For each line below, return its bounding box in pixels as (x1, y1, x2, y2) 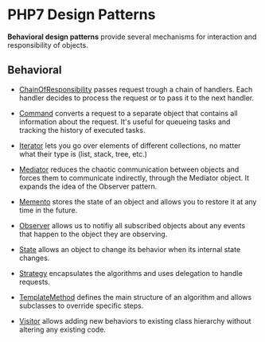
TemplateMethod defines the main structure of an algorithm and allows (18, 292, 252, 301)
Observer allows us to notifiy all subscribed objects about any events (18, 220, 246, 230)
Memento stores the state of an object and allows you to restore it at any (18, 196, 257, 206)
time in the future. (18, 205, 78, 215)
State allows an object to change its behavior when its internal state (18, 244, 241, 254)
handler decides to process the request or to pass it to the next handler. (18, 93, 255, 103)
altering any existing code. (18, 325, 107, 334)
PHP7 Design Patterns (7, 6, 156, 24)
